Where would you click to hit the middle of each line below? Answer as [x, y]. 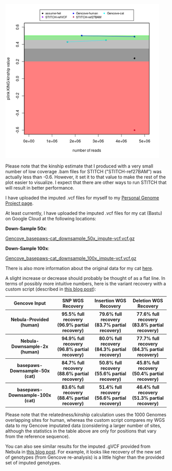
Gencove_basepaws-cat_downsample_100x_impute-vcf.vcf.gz [71, 258]
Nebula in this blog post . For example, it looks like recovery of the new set [83, 452]
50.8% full [110, 362]
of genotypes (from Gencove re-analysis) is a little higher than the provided [85, 457]
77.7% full [148, 338]
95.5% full [73, 314]
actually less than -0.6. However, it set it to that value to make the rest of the [86, 177]
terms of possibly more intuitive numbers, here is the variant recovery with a [86, 284]
